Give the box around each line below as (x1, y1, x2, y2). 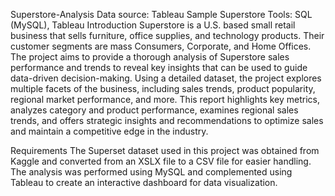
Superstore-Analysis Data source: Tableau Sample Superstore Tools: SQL (10, 9, 313, 20)
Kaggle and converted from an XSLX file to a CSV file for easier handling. (10, 155, 312, 167)
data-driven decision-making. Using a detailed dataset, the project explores (10, 72, 322, 84)
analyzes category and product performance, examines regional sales (10, 104, 299, 116)
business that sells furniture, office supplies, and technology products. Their (10, 30, 325, 41)
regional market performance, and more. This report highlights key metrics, (10, 94, 321, 105)
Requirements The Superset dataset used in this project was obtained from (10, 145, 320, 156)
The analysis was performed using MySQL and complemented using (10, 166, 293, 178)
